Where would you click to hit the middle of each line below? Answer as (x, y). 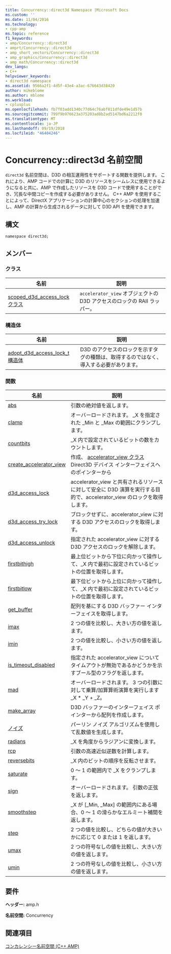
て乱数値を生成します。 (98, 732)
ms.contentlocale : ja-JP (32, 124)
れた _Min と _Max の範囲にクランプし (116, 423)
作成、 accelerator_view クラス (107, 457)
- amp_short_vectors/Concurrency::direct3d (52, 52)
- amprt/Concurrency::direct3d (38, 48)
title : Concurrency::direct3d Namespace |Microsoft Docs (67, 10)
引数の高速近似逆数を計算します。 (111, 751)
